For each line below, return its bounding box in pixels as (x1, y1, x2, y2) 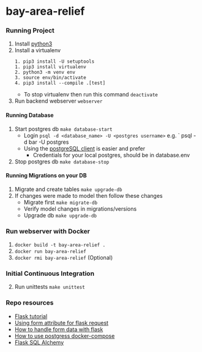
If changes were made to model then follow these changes (14, 192, 163, 199)
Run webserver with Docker (6, 227, 90, 235)
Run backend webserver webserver (14, 97, 103, 105)
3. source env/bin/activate (14, 75, 86, 81)
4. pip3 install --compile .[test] (14, 80, 106, 87)
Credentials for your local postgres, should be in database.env (32, 151, 190, 158)
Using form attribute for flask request (14, 319, 108, 326)
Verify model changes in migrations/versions (23, 205, 137, 213)
